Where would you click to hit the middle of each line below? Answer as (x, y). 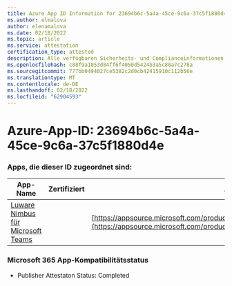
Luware (23, 205)
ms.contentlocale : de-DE (43, 84)
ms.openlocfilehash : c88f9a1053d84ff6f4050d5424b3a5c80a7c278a (100, 65)
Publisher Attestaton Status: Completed (73, 275)
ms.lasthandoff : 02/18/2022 (48, 90)
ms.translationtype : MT (41, 78)
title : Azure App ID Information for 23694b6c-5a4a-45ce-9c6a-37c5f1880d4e (118, 13)
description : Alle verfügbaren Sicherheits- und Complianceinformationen (116, 59)
